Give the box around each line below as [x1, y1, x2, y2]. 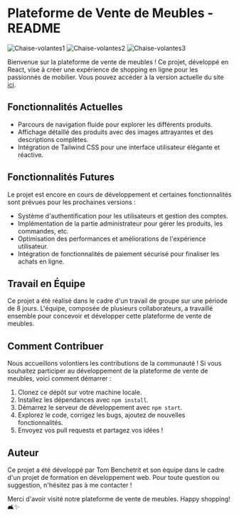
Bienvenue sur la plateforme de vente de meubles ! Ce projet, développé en [7, 57, 229, 66]
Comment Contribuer [7, 340, 104, 352]
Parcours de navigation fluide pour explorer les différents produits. [17, 120, 213, 129]
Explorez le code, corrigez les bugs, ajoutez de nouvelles [17, 411, 186, 419]
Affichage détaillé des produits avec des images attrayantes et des [17, 127, 213, 136]
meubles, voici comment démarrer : [7, 374, 112, 383]
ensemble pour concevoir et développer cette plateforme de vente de [7, 312, 211, 321]
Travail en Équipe [7, 277, 85, 290]
